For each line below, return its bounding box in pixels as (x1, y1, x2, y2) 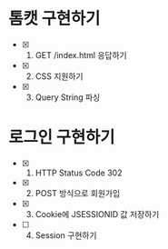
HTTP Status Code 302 (35, 167, 123, 178)
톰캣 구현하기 (8, 8, 101, 29)
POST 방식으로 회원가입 (35, 187, 121, 198)
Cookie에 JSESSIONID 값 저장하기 (35, 208, 160, 219)
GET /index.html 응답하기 (35, 49, 128, 60)
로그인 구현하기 (8, 127, 115, 148)
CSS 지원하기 (35, 70, 84, 82)
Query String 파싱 (35, 92, 101, 103)
